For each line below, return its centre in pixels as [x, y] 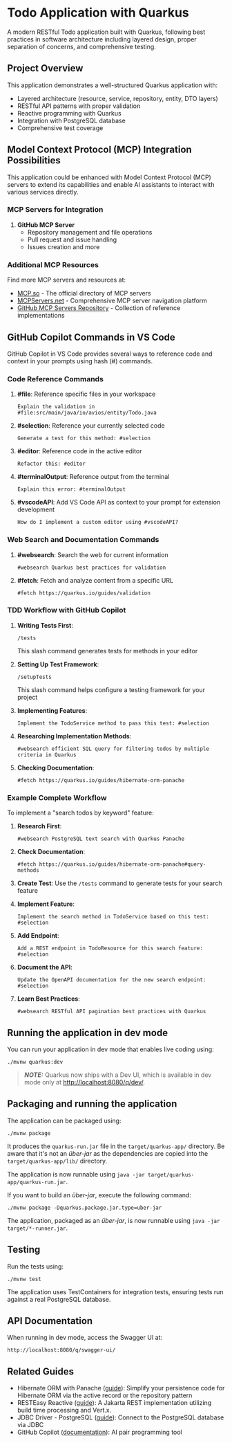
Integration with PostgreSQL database [71, 120]
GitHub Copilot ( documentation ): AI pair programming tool [100, 1432]
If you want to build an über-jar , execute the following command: [99, 1195]
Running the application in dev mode [87, 1033]
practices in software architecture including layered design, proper [102, 39]
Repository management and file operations [90, 232]
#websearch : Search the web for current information [93, 554]
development [36, 509]
